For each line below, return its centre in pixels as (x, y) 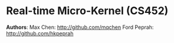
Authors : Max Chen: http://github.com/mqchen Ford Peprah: (80, 27)
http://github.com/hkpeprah (40, 33)
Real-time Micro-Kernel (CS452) (87, 11)
